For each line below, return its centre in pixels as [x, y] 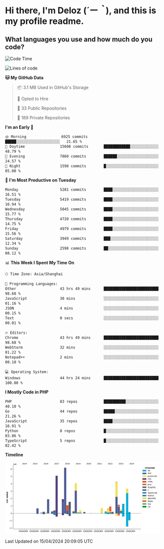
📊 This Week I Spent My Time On [40, 263]
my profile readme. [45, 21]
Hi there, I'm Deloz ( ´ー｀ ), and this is [81, 11]
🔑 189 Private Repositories [43, 118]
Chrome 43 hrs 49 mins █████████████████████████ [82, 338]
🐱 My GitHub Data [24, 78]
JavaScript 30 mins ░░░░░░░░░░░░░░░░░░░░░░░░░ [82, 298]
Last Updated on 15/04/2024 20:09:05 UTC [49, 541]
